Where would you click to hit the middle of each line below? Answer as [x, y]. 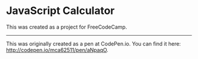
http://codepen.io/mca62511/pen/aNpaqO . [57, 50]
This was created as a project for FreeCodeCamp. [67, 27]
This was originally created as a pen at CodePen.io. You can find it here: [93, 44]
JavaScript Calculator [60, 11]
